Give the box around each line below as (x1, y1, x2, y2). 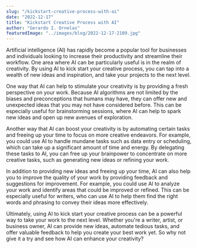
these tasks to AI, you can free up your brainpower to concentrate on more (6, 150, 187, 157)
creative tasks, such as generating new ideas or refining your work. (6, 157, 169, 164)
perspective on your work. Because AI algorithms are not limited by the (6, 89, 178, 96)
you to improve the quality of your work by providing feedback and (6, 174, 168, 181)
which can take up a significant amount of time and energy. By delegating (6, 144, 185, 151)
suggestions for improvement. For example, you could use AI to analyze (6, 180, 180, 188)
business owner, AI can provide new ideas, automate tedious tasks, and (6, 223, 180, 230)
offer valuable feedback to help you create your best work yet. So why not (6, 229, 186, 236)
